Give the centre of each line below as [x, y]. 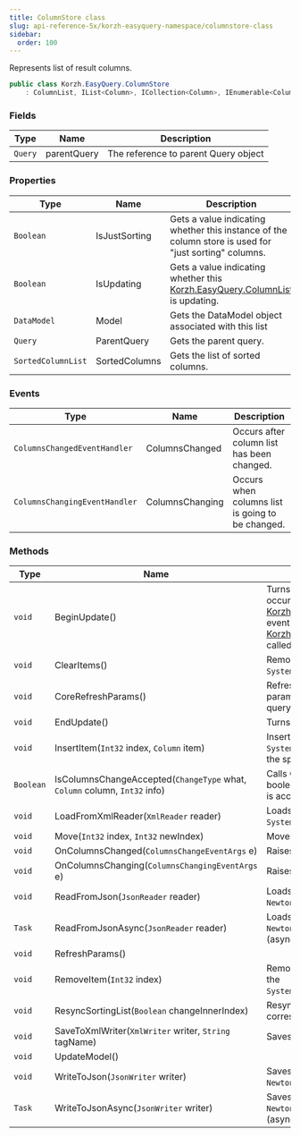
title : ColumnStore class [57, 17]
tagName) [76, 1042]
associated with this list [218, 326]
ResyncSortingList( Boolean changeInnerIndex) [152, 1011]
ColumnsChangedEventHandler [73, 448]
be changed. [259, 524]
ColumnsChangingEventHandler [75, 501]
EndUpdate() [82, 723]
